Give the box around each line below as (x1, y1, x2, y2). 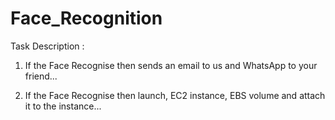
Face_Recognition (10, 7, 163, 30)
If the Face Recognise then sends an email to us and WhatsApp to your (24, 59, 318, 71)
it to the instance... (24, 100, 102, 112)
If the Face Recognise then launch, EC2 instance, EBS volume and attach (24, 89, 326, 101)
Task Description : (10, 40, 85, 52)
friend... (24, 70, 58, 82)
